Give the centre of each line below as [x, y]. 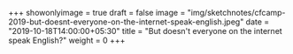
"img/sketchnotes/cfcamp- [236, 13]
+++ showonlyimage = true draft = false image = [97, 13]
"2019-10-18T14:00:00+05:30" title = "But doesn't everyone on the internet [145, 31]
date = [258, 22]
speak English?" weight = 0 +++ [67, 40]
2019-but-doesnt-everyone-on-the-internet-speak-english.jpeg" [126, 22]
